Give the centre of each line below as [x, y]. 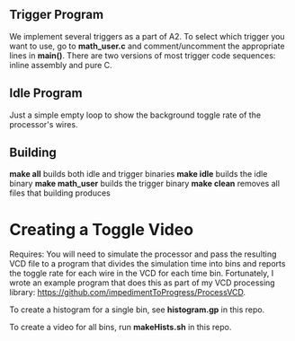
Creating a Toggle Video [102, 229]
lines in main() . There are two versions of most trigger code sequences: [143, 55]
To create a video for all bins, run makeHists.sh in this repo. [121, 328]
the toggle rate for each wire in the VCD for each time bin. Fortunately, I [142, 274]
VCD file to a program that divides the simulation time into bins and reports [147, 264]
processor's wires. [44, 124]
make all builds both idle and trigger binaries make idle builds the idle [139, 174]
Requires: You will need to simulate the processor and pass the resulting [143, 254]
